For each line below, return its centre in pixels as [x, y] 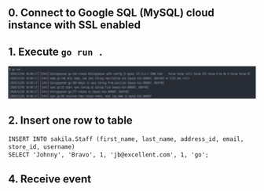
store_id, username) [42, 147]
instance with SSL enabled [75, 25]
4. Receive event [50, 179]
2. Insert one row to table [71, 121]
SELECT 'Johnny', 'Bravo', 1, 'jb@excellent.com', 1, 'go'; [109, 155]
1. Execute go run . [56, 51]
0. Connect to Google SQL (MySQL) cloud [111, 13]
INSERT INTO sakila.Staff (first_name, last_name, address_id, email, [126, 139]
